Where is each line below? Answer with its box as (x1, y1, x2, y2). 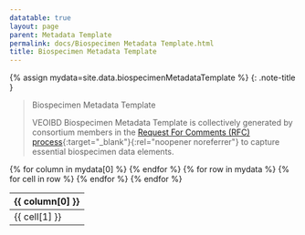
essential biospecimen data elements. (31, 147, 174, 158)
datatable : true (9, 13, 71, 23)
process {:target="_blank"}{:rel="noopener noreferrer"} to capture (31, 137, 280, 148)
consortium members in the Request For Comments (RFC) (31, 127, 251, 138)
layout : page (9, 22, 59, 31)
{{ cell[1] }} (14, 210, 62, 223)
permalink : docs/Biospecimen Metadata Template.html (9, 38, 215, 48)
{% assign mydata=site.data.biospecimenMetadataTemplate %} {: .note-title (9, 72, 296, 83)
